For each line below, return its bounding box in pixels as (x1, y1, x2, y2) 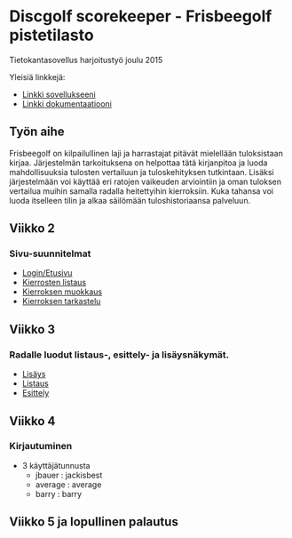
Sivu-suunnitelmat (9, 247, 91, 260)
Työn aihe (9, 124, 65, 140)
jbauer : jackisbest (35, 470, 103, 480)
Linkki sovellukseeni (21, 89, 96, 100)
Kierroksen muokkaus (21, 286, 103, 297)
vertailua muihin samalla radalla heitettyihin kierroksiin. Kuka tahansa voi (9, 185, 273, 197)
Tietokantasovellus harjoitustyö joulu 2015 (9, 54, 163, 65)
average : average (35, 478, 102, 490)
